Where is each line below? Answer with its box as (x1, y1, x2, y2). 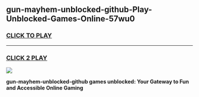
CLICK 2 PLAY (6, 53, 47, 62)
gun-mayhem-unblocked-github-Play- (6, 5, 152, 15)
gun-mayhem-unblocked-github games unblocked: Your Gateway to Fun (6, 78, 190, 85)
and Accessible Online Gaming (6, 84, 84, 91)
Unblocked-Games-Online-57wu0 (6, 14, 135, 24)
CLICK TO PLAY (6, 32, 52, 40)
